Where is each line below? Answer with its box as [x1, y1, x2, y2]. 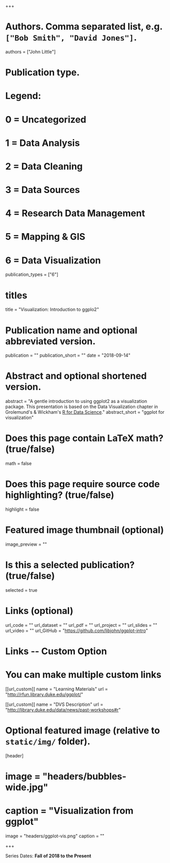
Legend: [5, 90, 41, 102]
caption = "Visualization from [5, 805, 134, 817]
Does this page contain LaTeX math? [5, 432, 164, 444]
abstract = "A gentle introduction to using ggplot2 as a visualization [5, 398, 147, 405]
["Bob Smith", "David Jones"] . [5, 32, 137, 44]
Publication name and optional [5, 324, 138, 336]
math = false [5, 461, 32, 467]
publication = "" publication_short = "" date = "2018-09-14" [5, 352, 131, 358]
